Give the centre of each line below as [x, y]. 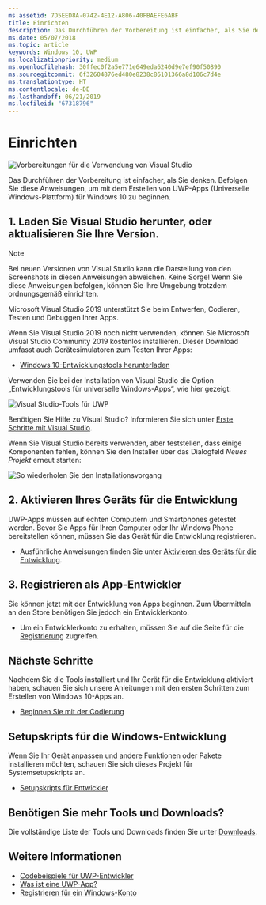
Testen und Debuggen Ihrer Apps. [63, 317]
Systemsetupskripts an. [47, 773]
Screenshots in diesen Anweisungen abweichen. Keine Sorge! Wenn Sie [125, 277]
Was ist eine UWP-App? [58, 884]
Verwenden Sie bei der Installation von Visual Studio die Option [111, 380]
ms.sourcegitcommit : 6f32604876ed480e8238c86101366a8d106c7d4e [115, 74]
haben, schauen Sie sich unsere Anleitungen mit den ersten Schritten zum [129, 688]
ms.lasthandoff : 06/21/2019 [55, 97]
